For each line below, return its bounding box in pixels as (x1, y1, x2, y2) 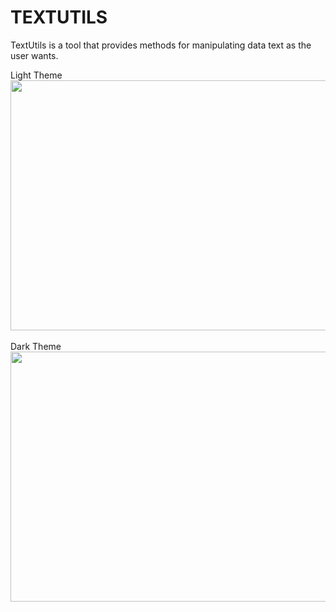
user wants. (10, 49, 59, 61)
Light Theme (10, 69, 63, 81)
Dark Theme (10, 340, 62, 352)
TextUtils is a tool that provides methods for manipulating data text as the (10, 39, 312, 51)
